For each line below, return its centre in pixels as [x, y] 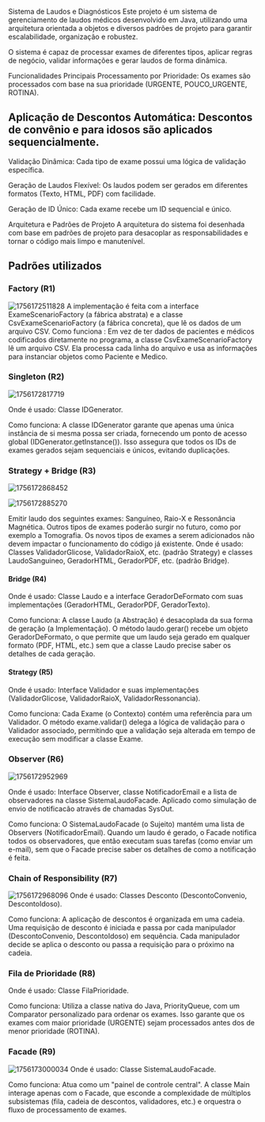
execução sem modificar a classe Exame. [76, 738]
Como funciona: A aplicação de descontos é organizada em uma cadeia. [127, 919]
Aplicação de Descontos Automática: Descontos [131, 118]
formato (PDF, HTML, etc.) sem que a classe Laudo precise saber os [120, 646]
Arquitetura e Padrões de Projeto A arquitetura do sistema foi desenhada [127, 224]
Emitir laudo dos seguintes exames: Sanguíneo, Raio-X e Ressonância [122, 519]
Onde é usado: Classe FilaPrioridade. [68, 990]
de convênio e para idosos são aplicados [110, 130]
